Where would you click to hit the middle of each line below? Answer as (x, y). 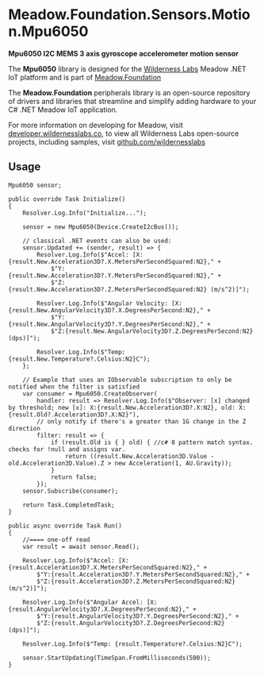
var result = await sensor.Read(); (81, 547)
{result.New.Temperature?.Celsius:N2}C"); (79, 359)
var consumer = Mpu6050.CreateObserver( (90, 394)
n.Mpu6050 (48, 31)
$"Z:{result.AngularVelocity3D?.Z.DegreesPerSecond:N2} (131, 623)
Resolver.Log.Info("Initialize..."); (85, 213)
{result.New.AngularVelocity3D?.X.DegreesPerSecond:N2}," (106, 310)
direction (25, 428)
